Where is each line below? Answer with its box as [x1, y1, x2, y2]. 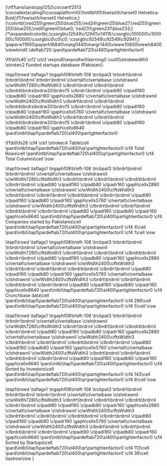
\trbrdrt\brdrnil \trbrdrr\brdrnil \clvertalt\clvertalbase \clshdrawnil [5, 392, 139, 397]
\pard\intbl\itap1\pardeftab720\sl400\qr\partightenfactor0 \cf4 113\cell [5, 445, 150, 450]
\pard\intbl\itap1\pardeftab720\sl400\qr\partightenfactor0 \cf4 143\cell [5, 371, 151, 377]
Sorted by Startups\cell [5, 439, 53, 445]
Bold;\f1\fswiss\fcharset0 [5, 15, 56, 21]
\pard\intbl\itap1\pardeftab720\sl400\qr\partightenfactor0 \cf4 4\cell [5, 224, 146, 230]
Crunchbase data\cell [5, 293, 49, 298]
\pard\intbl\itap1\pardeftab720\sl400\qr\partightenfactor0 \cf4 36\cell [5, 450, 149, 456]
